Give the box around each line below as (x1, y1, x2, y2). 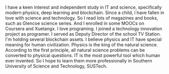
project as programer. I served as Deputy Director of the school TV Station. (5, 31, 161, 37)
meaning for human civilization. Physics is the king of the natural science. (5, 42, 158, 47)
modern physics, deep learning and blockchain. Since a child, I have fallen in (5, 10, 164, 16)
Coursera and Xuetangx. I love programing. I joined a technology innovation (5, 26, 162, 32)
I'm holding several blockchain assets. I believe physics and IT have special (5, 36, 162, 42)
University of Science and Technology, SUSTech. (5, 63, 107, 69)
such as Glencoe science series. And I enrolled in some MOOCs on (5, 20, 145, 26)
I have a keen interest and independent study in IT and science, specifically (5, 5, 162, 10)
